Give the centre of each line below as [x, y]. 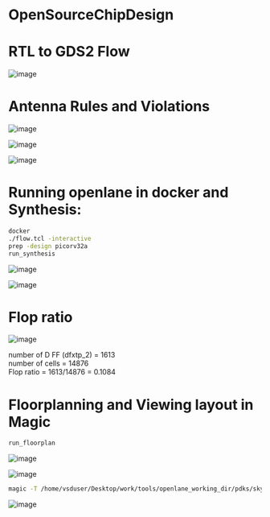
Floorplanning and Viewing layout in [131, 405]
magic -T [23, 489]
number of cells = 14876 [49, 363]
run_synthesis [32, 254]
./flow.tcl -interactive [50, 238]
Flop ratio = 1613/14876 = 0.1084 [62, 372]
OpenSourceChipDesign [91, 15]
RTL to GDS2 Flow [69, 52]
